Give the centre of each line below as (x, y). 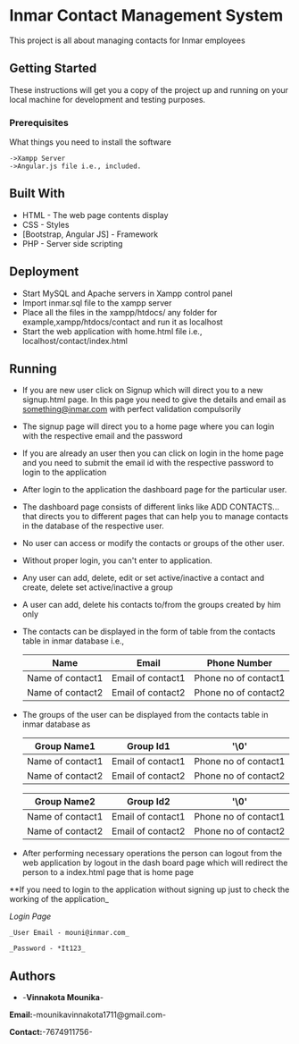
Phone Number (240, 663)
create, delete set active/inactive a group (97, 587)
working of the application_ (59, 899)
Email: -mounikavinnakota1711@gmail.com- (88, 1015)
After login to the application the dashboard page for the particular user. (154, 490)
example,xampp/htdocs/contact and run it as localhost (122, 322)
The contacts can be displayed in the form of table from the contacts (149, 632)
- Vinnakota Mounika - (63, 998)
